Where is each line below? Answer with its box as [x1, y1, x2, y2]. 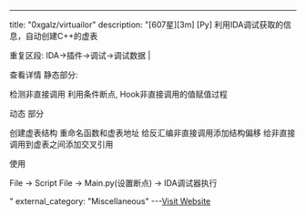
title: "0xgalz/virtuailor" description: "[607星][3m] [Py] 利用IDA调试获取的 [9, 19, 284, 30]
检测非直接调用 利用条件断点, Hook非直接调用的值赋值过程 [9, 88, 228, 99]
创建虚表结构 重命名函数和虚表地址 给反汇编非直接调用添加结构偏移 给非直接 [9, 128, 296, 138]
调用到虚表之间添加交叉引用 [9, 139, 114, 149]
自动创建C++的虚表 [25, 31, 98, 41]
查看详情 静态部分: [9, 69, 78, 80]
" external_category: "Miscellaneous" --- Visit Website [9, 196, 211, 206]
